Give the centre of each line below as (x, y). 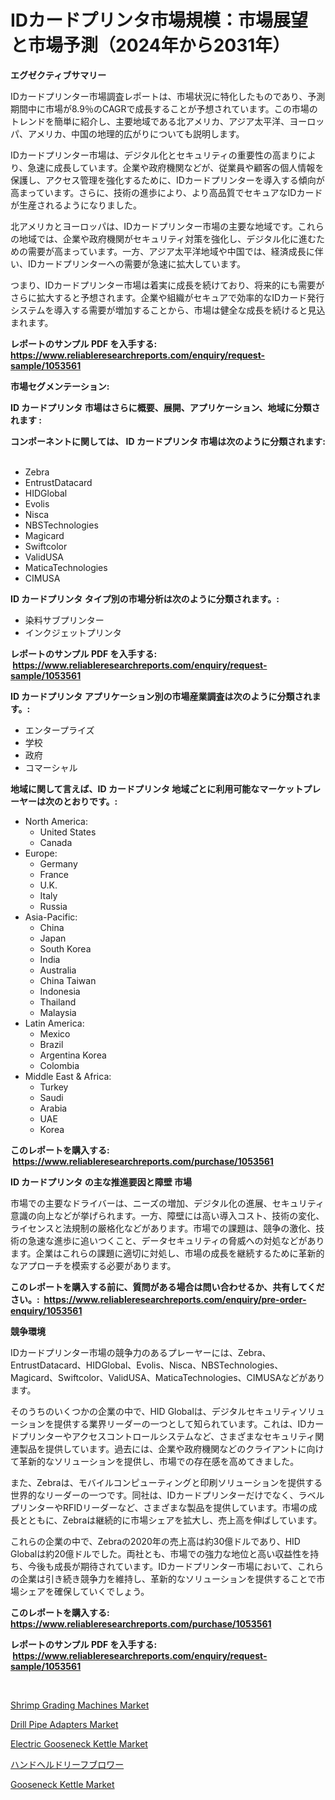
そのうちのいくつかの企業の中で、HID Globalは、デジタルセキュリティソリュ (167, 1411)
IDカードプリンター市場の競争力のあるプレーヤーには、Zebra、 (141, 1352)
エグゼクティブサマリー (58, 75)
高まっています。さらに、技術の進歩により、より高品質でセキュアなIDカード (166, 192)
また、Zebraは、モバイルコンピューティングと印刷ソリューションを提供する (166, 1482)
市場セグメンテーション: (60, 386)
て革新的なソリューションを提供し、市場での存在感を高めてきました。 (155, 1461)
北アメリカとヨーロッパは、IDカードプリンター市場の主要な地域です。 (154, 226)
